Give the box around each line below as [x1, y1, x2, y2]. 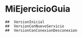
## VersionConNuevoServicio [5, 23, 64, 29]
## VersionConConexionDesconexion [5, 28, 78, 33]
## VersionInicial [5, 19, 45, 24]
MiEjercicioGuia [5, 3, 71, 15]
